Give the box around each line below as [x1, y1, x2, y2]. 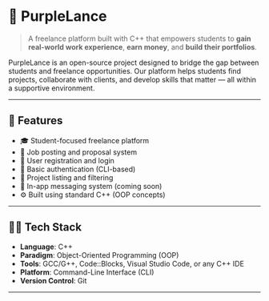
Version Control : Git [19, 275, 87, 285]
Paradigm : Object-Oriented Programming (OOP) [19, 250, 179, 259]
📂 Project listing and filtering [19, 172, 114, 183]
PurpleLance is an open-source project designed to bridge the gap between [8, 58, 259, 67]
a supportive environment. [8, 83, 95, 93]
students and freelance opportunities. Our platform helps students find [8, 66, 242, 75]
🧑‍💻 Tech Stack [8, 220, 82, 235]
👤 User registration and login [19, 155, 114, 165]
